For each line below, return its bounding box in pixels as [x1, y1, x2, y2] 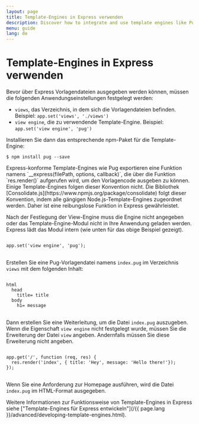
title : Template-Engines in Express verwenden [6, 14, 123, 20]
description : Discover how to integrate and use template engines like [6, 20, 187, 25]
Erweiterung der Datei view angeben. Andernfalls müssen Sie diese [6, 332, 170, 339]
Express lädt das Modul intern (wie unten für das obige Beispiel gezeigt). [6, 226, 184, 234]
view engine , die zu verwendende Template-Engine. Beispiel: [14, 119, 164, 126]
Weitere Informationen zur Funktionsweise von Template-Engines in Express [6, 399, 192, 406]
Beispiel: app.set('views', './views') [14, 112, 109, 119]
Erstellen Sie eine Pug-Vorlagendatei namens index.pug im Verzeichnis [6, 259, 179, 266]
